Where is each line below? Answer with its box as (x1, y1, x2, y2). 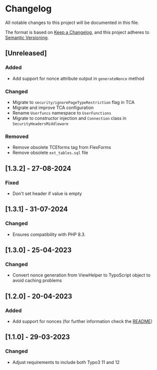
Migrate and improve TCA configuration (12, 104, 94, 110)
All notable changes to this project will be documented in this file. (5, 19, 140, 25)
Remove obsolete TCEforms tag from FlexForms (12, 144, 111, 150)
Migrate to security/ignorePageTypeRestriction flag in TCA (12, 99, 135, 105)
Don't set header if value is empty (12, 190, 82, 196)
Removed (5, 133, 29, 140)
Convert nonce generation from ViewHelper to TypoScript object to (12, 272, 151, 278)
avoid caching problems (12, 277, 62, 283)
